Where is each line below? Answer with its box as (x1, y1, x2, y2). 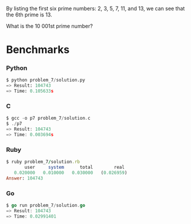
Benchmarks (6, 43, 70, 56)
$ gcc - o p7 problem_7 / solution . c (6, 116, 91, 121)
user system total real (24, 164, 125, 171)
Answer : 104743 (6, 175, 43, 181)
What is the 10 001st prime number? (6, 23, 93, 29)
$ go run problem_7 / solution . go (6, 202, 85, 208)
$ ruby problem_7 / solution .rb (6, 159, 81, 165)
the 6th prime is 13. (6, 11, 52, 18)
